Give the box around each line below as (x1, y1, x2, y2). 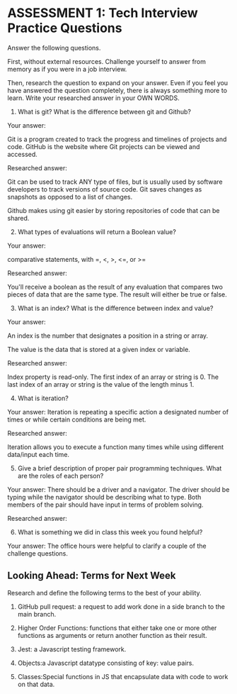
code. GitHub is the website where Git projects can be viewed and (7, 142, 200, 150)
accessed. (7, 150, 37, 158)
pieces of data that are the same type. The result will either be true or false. (7, 290, 228, 299)
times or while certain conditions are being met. (7, 415, 146, 424)
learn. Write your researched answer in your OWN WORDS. (7, 94, 180, 102)
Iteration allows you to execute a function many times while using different (7, 442, 224, 451)
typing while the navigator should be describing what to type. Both (7, 492, 202, 501)
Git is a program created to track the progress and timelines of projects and (7, 135, 227, 143)
